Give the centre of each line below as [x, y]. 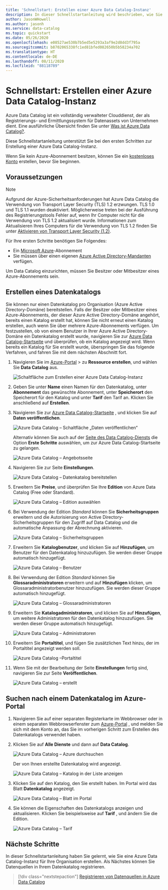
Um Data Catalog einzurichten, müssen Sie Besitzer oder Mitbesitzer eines [82, 271]
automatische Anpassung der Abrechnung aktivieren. [68, 527]
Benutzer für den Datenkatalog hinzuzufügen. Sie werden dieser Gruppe [87, 552]
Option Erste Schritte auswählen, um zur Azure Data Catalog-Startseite [86, 442]
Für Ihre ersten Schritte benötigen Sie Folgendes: [56, 241]
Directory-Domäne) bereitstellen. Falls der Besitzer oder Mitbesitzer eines [81, 309]
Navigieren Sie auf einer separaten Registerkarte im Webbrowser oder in [88, 718]
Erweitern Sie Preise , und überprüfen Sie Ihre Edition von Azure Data [84, 487]
